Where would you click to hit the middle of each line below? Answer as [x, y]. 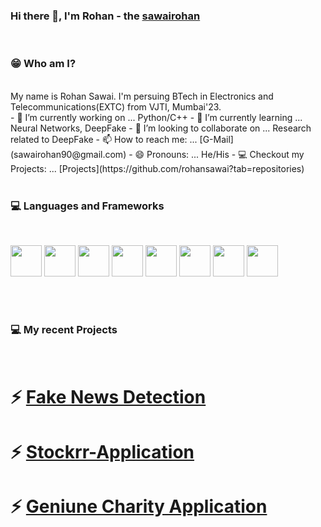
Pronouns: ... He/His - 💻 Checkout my [225, 154]
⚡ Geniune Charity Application [139, 506]
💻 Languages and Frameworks [87, 206]
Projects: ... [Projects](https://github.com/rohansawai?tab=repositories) [157, 168]
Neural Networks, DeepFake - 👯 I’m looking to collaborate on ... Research [161, 128]
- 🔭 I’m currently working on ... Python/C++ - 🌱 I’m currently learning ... [156, 117]
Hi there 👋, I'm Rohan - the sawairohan [105, 16]
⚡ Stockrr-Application [102, 451]
